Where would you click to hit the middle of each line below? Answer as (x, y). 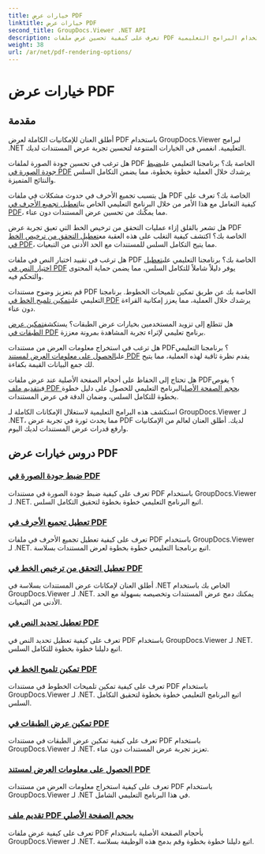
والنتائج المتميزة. (32, 180)
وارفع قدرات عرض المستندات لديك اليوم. (68, 429)
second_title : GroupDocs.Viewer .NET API (77, 30)
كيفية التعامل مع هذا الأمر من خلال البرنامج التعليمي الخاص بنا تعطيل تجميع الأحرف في (132, 204)
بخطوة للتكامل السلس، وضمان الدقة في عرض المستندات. (93, 397)
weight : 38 (26, 45)
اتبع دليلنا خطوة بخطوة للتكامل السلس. (65, 648)
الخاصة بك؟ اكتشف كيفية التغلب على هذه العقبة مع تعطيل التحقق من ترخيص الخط (127, 236)
